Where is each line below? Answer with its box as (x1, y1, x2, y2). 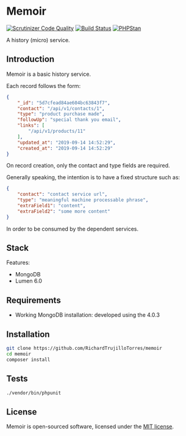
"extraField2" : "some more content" (17, 208, 111, 215)
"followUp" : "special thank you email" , (17, 117, 121, 123)
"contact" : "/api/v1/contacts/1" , (17, 105, 105, 111)
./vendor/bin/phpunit (6, 390, 62, 396)
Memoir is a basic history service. (6, 70, 91, 78)
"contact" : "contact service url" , (17, 191, 108, 198)
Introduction (6, 54, 55, 65)
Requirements (6, 295, 61, 305)
